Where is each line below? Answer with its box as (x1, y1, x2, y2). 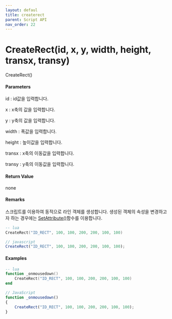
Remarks (5, 196, 25, 203)
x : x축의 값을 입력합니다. (5, 106, 55, 113)
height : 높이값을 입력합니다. (5, 139, 63, 145)
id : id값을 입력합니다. (5, 96, 49, 102)
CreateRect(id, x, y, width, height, (5, 44, 151, 55)
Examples (5, 255, 27, 261)
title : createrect (5, 12, 45, 17)
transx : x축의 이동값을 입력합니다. (5, 150, 74, 157)
